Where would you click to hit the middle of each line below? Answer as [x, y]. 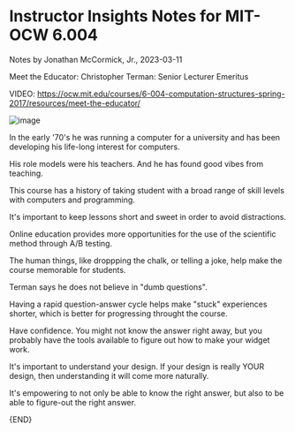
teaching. [26, 173]
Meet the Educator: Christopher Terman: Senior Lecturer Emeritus [129, 76]
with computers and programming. [72, 200]
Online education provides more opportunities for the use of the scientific [143, 234]
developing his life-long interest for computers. [95, 147]
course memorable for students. [68, 269]
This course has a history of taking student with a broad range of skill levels [147, 190]
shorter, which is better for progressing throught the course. [118, 313]
